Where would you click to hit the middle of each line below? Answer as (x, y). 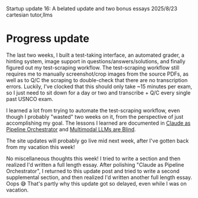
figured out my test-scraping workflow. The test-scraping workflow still (93, 67)
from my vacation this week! (40, 147)
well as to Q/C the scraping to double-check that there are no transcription (97, 80)
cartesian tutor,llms (30, 15)
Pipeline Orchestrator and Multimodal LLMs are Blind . (71, 129)
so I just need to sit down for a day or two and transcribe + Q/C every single (98, 92)
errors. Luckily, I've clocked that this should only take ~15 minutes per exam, (99, 86)
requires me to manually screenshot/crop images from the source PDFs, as (98, 74)
